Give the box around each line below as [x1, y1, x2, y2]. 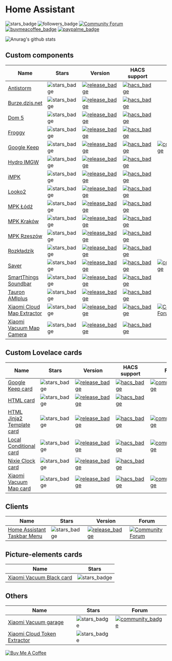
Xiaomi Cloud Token [8, 630, 56, 637]
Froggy [8, 129, 25, 136]
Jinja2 [8, 415, 23, 422]
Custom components [5, 51, 74, 60]
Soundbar [8, 280, 32, 287]
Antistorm [8, 84, 32, 92]
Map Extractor [8, 310, 42, 317]
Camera [8, 331, 27, 338]
